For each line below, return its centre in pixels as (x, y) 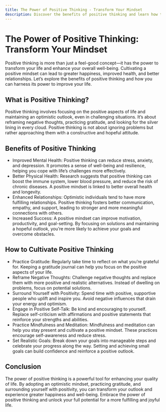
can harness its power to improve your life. (49, 84)
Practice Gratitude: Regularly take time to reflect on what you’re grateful (85, 261)
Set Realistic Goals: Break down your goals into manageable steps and (84, 341)
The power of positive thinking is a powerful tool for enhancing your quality (82, 379)
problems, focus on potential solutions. (52, 288)
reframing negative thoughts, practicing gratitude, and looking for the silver (82, 122)
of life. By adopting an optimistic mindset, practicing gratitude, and (73, 384)
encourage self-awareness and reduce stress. (59, 335)
